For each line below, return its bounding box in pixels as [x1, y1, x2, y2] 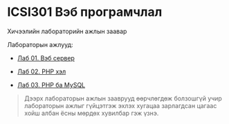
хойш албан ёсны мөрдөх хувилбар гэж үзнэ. [24, 109, 159, 117]
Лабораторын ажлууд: [7, 40, 74, 48]
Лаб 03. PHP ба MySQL [17, 80, 86, 89]
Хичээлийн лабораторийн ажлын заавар [7, 27, 127, 35]
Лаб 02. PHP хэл [17, 67, 66, 76]
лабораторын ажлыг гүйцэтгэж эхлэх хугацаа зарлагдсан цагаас [24, 101, 217, 109]
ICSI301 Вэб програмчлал [7, 4, 163, 20]
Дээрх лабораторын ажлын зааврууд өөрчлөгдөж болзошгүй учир [24, 94, 223, 103]
